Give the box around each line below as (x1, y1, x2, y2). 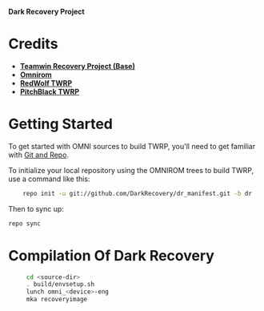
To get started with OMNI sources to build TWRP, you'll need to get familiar (8, 141, 256, 151)
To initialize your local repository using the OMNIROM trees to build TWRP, (8, 165, 254, 175)
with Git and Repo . (8, 150, 70, 160)
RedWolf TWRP (19, 78, 73, 87)
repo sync (8, 220, 42, 228)
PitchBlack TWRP (19, 87, 80, 96)
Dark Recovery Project (8, 7, 86, 16)
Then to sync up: (8, 204, 64, 213)
